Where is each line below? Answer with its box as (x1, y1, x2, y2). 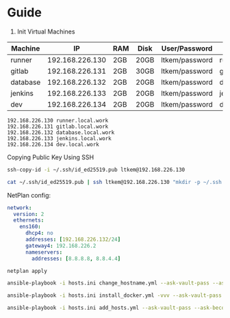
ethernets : (13, 217, 44, 224)
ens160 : (19, 224, 41, 230)
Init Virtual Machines (16, 27, 75, 36)
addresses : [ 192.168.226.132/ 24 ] (25, 236, 121, 243)
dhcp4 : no (25, 230, 53, 237)
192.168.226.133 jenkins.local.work (7, 135, 112, 142)
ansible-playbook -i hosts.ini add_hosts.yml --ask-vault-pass (7, 304, 192, 312)
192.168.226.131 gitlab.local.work (7, 123, 109, 130)
